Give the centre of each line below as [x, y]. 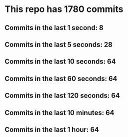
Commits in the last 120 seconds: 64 [62, 96]
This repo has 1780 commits [64, 9]
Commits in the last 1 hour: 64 [52, 129]
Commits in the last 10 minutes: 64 [60, 113]
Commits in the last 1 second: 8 [54, 28]
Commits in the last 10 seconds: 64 [60, 62]
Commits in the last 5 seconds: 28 [59, 44]
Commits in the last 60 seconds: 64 [61, 78]
